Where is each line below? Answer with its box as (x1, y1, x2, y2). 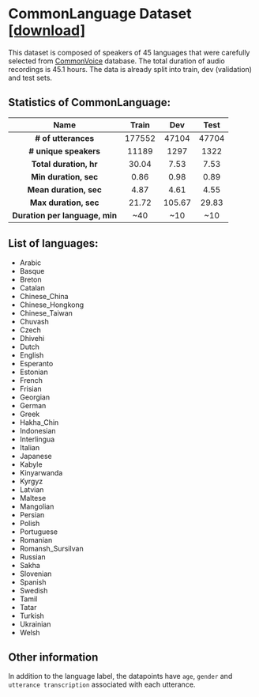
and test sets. (8, 73, 53, 82)
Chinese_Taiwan (19, 308, 73, 317)
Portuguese (19, 527, 58, 536)
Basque (19, 266, 45, 275)
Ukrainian (19, 619, 51, 629)
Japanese (19, 451, 53, 460)
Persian (19, 509, 45, 519)
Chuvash (19, 316, 49, 326)
